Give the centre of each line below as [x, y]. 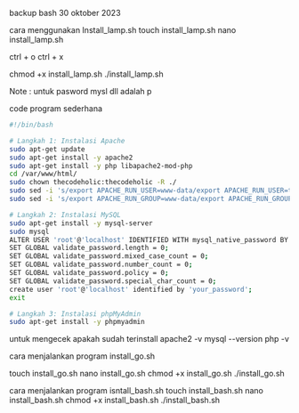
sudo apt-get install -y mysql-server [81, 223]
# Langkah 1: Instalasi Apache [67, 141]
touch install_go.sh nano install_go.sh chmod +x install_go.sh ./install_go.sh [147, 374]
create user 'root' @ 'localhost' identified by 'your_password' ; [131, 289]
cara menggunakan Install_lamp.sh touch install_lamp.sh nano [123, 30]
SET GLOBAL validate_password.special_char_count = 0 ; [113, 281]
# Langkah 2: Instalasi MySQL [65, 215]
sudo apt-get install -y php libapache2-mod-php [101, 166]
